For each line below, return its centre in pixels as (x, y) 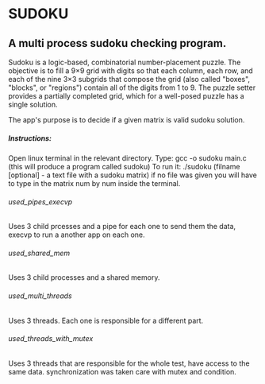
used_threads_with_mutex (51, 339)
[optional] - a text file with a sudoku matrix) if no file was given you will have (133, 175)
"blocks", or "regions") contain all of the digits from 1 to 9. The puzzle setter (132, 87)
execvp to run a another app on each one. (77, 235)
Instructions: (30, 138)
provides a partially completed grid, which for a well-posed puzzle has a (126, 96)
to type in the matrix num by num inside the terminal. (94, 183)
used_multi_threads (40, 296)
